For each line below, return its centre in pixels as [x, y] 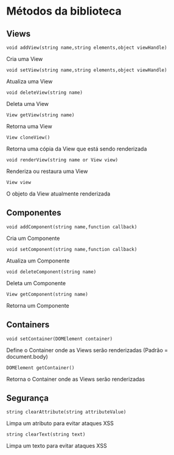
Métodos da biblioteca [64, 11]
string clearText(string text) [46, 435]
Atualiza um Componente [38, 261]
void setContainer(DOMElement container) [60, 339]
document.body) [27, 356]
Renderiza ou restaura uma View [47, 171]
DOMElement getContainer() [40, 368]
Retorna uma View [30, 126]
